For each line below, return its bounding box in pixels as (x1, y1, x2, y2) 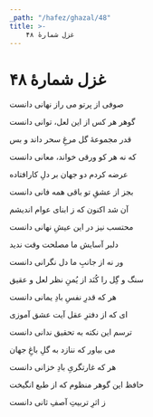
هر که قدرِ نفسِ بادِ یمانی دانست (9, 291, 118, 303)
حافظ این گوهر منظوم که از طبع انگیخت (9, 379, 145, 390)
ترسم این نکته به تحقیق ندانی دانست (9, 327, 133, 337)
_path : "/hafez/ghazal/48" (9, 13, 111, 23)
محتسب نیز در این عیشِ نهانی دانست (9, 222, 134, 232)
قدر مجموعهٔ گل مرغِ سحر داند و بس (9, 134, 132, 145)
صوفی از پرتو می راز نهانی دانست (9, 99, 124, 109)
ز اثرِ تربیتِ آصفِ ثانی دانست (9, 397, 106, 408)
